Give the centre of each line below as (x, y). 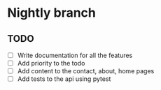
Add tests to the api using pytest (64, 79)
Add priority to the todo (51, 63)
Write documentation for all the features (75, 55)
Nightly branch (52, 13)
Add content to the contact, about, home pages (86, 71)
